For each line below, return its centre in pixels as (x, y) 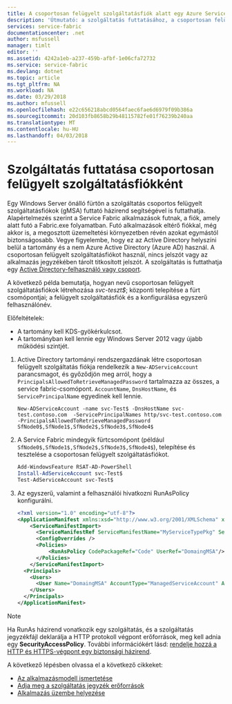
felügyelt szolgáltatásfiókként (95, 184)
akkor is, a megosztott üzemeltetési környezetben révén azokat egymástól (113, 233)
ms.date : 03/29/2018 (37, 97)
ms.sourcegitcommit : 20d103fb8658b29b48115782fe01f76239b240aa (100, 116)
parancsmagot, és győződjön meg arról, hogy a (85, 374)
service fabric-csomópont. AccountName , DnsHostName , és (97, 389)
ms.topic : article (33, 78)
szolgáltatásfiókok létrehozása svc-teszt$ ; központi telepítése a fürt (104, 290)
